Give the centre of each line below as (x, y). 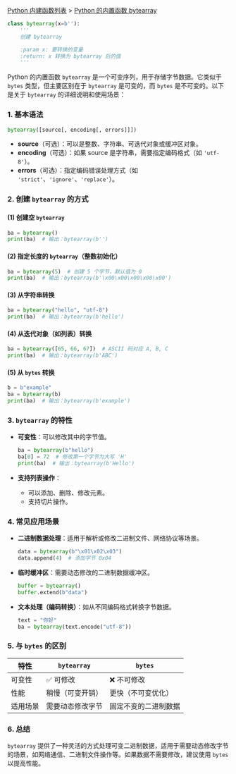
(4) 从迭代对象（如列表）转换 (50, 333)
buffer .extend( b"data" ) (52, 592)
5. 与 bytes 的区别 (37, 646)
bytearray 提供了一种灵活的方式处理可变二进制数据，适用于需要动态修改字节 (118, 746)
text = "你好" (37, 620)
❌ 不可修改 (128, 680)
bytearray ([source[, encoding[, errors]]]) (72, 130)
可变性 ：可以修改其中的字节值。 (64, 437)
